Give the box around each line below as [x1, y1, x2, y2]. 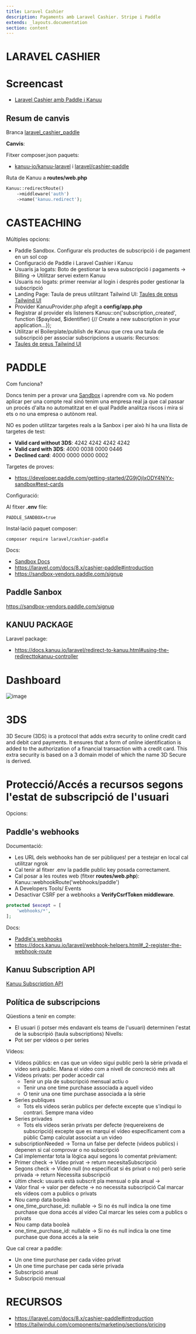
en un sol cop [14, 253, 48, 260]
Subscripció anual [14, 1269, 59, 1276]
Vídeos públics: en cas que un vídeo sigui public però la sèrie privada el [14, 1059, 188, 1066]
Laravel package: [6, 635, 48, 642]
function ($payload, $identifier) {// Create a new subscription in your [14, 315, 180, 322]
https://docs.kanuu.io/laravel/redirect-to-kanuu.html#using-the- [14, 647, 170, 654]
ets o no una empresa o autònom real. [6, 410, 98, 417]
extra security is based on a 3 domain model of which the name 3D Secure [6, 751, 187, 759]
